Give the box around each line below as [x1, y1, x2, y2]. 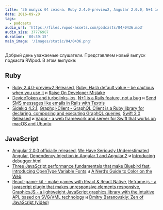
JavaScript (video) [12, 199, 49, 205]
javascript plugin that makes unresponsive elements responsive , [12, 184, 141, 190]
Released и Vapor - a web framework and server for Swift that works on [12, 115, 156, 121]
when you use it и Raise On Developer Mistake [12, 90, 105, 95]
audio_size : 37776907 [5, 30, 49, 35]
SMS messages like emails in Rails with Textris [12, 100, 105, 106]
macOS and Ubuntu [12, 120, 52, 127]
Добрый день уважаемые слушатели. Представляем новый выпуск [5, 52, 146, 58]
